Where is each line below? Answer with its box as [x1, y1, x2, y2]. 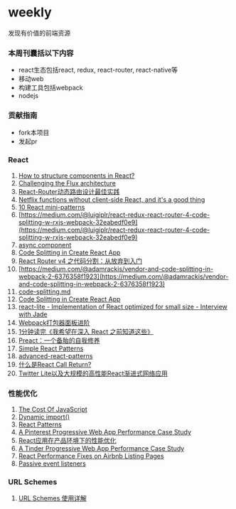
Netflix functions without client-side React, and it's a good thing [18, 195, 205, 203]
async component [18, 240, 72, 249]
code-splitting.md [18, 287, 71, 296]
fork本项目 [18, 128, 50, 136]
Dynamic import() [18, 413, 70, 422]
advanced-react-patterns [18, 351, 93, 360]
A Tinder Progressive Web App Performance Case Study [18, 444, 185, 453]
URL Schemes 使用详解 [18, 494, 87, 503]
